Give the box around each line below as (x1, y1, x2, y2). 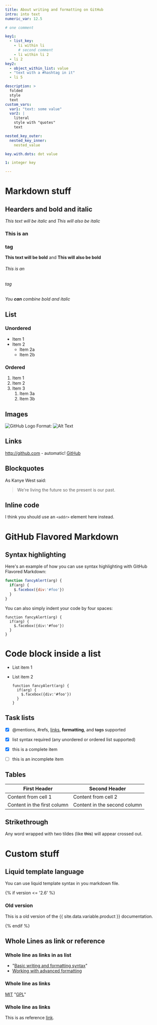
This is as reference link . (5, 1014, 55, 1021)
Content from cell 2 (73, 793, 118, 800)
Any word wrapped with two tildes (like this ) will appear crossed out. (5, 831, 143, 837)
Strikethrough (5, 818, 49, 826)
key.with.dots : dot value (5, 151, 58, 157)
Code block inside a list (5, 648, 101, 659)
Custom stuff (5, 848, 59, 859)
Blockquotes (5, 465, 44, 473)
